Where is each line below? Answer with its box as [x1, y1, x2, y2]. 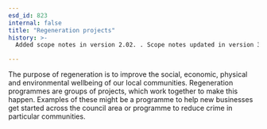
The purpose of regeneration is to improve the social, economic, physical [8, 70, 248, 79]
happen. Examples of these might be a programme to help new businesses [8, 95, 253, 104]
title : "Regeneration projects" [8, 26, 115, 34]
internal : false [8, 19, 62, 27]
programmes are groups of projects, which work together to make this [8, 86, 238, 96]
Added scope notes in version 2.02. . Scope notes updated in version [15, 41, 254, 49]
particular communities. [8, 112, 86, 121]
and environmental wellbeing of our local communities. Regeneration [8, 78, 234, 88]
